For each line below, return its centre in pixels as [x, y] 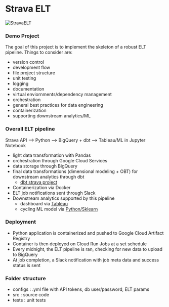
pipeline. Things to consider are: [39, 52]
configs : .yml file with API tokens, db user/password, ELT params [81, 289]
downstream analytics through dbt [48, 177]
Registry [21, 238]
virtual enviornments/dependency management [62, 95]
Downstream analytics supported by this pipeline [64, 198]
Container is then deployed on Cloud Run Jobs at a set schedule [79, 244]
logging [20, 83]
